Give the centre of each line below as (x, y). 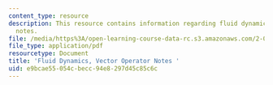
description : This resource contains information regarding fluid (123, 23)
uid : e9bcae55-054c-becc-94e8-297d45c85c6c (83, 69)
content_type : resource (49, 16)
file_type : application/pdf (56, 46)
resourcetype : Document (49, 53)
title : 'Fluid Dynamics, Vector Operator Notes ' (94, 62)
